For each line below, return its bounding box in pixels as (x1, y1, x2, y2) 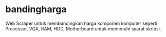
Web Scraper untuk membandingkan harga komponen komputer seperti (5, 20, 158, 26)
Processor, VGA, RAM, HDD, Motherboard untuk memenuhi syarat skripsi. (5, 25, 161, 31)
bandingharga (5, 4, 67, 15)
